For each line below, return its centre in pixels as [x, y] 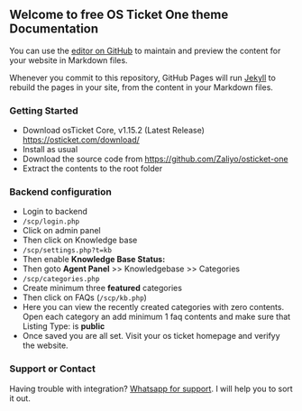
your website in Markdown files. [69, 60]
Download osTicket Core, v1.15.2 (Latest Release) [114, 131]
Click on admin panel [61, 231]
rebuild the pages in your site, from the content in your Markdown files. [141, 87]
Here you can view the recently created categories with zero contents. [153, 307]
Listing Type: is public [64, 326]
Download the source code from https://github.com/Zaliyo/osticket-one [155, 159]
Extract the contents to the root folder [92, 169]
